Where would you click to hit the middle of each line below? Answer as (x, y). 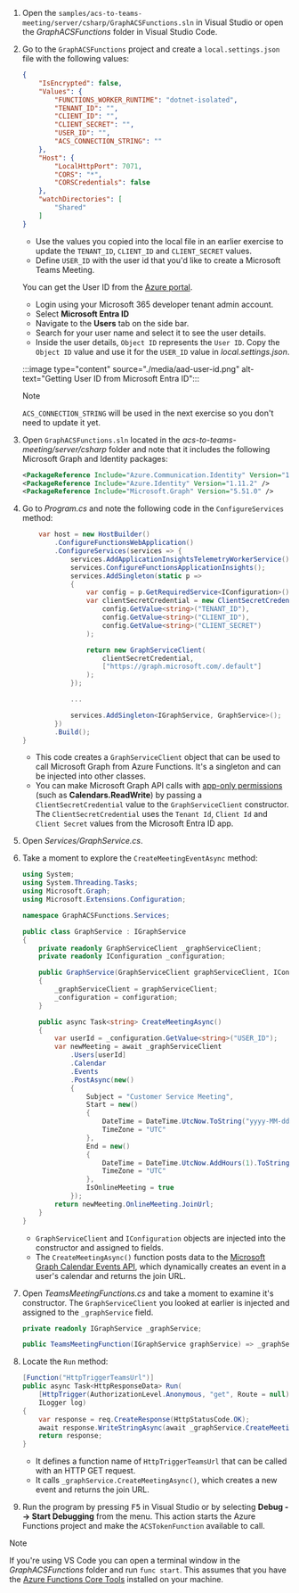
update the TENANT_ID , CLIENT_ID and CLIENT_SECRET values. (143, 251)
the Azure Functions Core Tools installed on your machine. (117, 1580)
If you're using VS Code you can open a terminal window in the (125, 1561)
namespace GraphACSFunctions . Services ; (96, 915)
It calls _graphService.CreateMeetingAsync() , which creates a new (156, 1481)
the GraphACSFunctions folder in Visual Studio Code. (120, 32)
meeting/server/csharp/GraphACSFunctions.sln (108, 23)
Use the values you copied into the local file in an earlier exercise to (159, 241)
